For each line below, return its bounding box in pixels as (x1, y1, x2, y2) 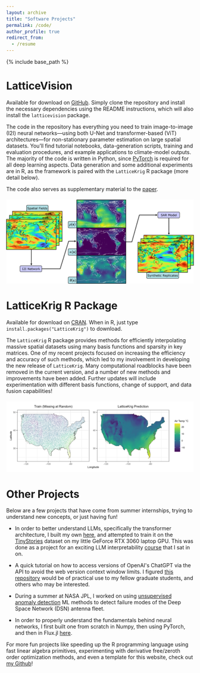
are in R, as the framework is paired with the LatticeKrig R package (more (6, 167, 189, 174)
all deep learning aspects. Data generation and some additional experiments (6, 161, 193, 168)
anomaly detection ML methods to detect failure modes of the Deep (14, 599, 182, 606)
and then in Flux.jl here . (14, 629, 73, 637)
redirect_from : (6, 35, 44, 41)
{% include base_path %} (6, 59, 69, 65)
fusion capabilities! (6, 387, 52, 394)
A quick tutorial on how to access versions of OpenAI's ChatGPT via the (14, 562, 192, 569)
